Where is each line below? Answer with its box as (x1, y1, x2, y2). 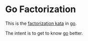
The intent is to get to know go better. (5, 30, 83, 36)
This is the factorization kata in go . (5, 20, 77, 26)
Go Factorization (5, 4, 76, 15)
